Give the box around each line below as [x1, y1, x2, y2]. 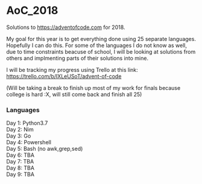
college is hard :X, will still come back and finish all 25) [6, 90, 142, 98]
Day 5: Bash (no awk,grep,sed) [6, 145, 83, 153]
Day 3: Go [6, 132, 31, 139]
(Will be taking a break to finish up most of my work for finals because [6, 84, 181, 91]
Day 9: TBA [6, 171, 35, 178]
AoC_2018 [6, 4, 58, 17]
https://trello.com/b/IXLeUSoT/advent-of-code [6, 72, 122, 80]
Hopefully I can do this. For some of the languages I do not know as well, [6, 42, 187, 49]
